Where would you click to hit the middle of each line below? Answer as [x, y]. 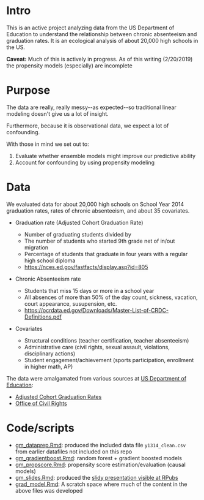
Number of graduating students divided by [78, 234]
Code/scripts [40, 428]
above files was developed [49, 490]
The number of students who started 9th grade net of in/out [100, 241]
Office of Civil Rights [41, 403]
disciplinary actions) [50, 354]
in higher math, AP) [49, 366]
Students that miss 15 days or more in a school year [89, 290]
